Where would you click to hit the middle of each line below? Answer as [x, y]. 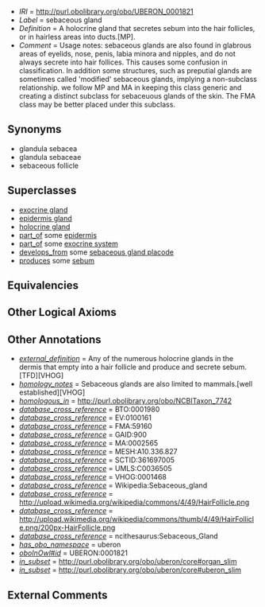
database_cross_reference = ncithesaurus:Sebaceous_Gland [119, 536]
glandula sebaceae [50, 157]
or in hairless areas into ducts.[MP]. [77, 37]
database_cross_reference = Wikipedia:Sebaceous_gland [113, 485]
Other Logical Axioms [62, 312]
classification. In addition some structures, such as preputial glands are [135, 70]
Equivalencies [43, 286]
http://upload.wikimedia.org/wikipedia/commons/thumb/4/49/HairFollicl [136, 519]
